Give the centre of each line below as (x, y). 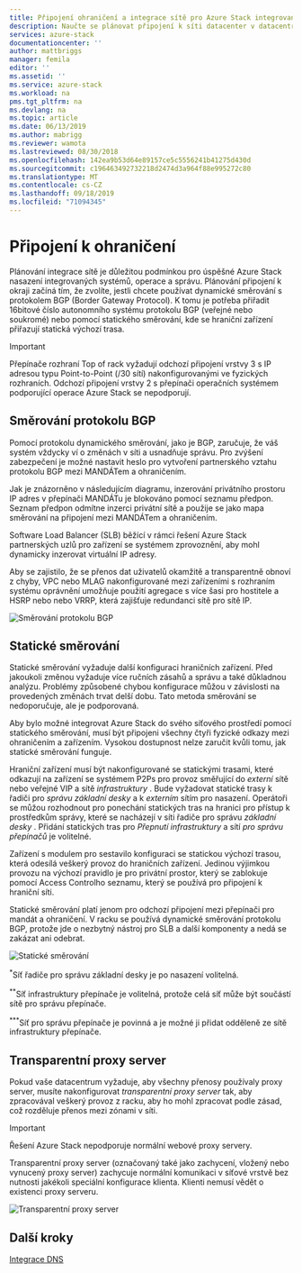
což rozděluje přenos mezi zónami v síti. (84, 1111)
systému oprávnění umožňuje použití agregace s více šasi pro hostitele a (144, 590)
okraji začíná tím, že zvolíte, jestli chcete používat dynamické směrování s (146, 290)
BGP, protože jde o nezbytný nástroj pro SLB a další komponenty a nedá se (148, 929)
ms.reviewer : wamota (48, 143)
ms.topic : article (44, 118)
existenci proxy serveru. (54, 1192)
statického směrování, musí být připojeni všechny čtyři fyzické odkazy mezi (149, 733)
